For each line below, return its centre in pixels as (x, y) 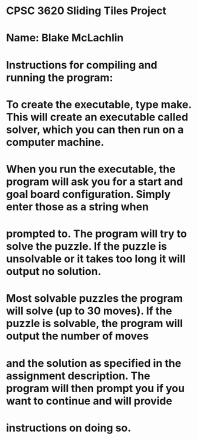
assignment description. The (78, 376)
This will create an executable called (97, 117)
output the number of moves (78, 336)
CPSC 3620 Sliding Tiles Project (86, 11)
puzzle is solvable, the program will (94, 324)
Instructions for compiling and (82, 65)
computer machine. (55, 142)
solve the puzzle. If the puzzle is (86, 247)
